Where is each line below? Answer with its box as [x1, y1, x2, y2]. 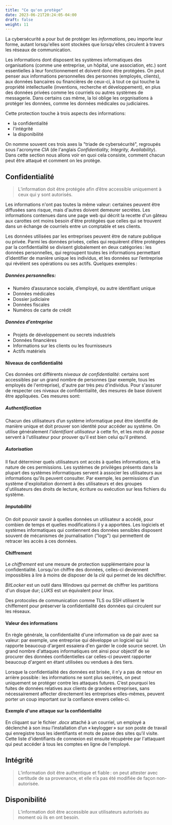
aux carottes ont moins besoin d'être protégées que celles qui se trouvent [5, 218, 162, 224]
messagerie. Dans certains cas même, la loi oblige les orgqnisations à [5, 95, 153, 101]
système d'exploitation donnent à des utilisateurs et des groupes [5, 481, 142, 487]
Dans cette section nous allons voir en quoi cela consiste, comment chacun [5, 152, 165, 158]
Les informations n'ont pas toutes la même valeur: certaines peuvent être [5, 201, 160, 208]
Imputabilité [5, 503, 32, 509]
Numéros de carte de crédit [12, 307, 71, 313]
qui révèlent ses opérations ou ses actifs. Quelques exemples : [5, 260, 138, 267]
